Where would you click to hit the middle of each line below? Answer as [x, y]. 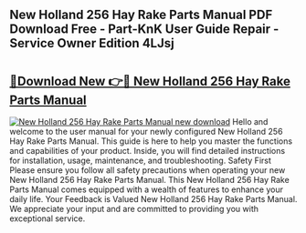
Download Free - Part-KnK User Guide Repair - [144, 30]
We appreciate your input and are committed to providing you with [134, 209]
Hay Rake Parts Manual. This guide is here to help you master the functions [151, 141]
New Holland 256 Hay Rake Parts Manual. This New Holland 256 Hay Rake [149, 180]
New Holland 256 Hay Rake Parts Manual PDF [141, 15]
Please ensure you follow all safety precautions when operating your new [148, 170]
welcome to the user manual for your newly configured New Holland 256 [146, 132]
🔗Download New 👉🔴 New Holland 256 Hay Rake [150, 81]
